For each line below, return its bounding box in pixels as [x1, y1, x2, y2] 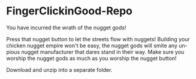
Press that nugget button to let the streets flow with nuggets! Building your [6, 35, 190, 42]
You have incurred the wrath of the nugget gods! [6, 24, 126, 31]
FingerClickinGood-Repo [6, 4, 133, 18]
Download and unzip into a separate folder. [6, 66, 113, 73]
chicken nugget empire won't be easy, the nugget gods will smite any [6, 42, 178, 49]
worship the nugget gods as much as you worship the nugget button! [6, 54, 177, 62]
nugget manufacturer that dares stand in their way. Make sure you [20, 48, 185, 55]
